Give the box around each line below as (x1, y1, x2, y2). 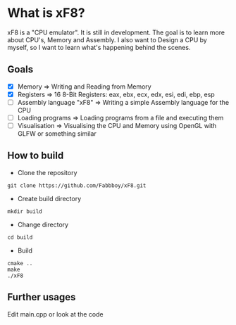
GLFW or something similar (17, 129, 97, 138)
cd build (7, 234, 33, 241)
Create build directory (17, 194, 82, 203)
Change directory (17, 220, 69, 229)
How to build (7, 150, 64, 162)
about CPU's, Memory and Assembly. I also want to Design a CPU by (7, 35, 208, 44)
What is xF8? (7, 5, 86, 21)
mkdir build (7, 208, 42, 215)
